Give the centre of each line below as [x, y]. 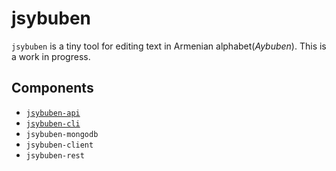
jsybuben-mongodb [62, 134]
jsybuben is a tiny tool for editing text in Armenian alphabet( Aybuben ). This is [169, 46]
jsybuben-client [59, 145]
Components [52, 88]
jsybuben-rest [55, 155]
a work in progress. [51, 56]
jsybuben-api [53, 113]
